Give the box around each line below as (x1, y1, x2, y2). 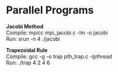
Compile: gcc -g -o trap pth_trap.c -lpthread (6, 53, 112, 60)
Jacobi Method (6, 23, 44, 30)
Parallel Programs (6, 4, 94, 17)
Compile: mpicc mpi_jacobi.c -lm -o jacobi (6, 29, 108, 36)
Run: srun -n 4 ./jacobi (6, 35, 60, 42)
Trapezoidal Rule (6, 46, 48, 53)
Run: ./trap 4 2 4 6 (6, 59, 50, 66)
